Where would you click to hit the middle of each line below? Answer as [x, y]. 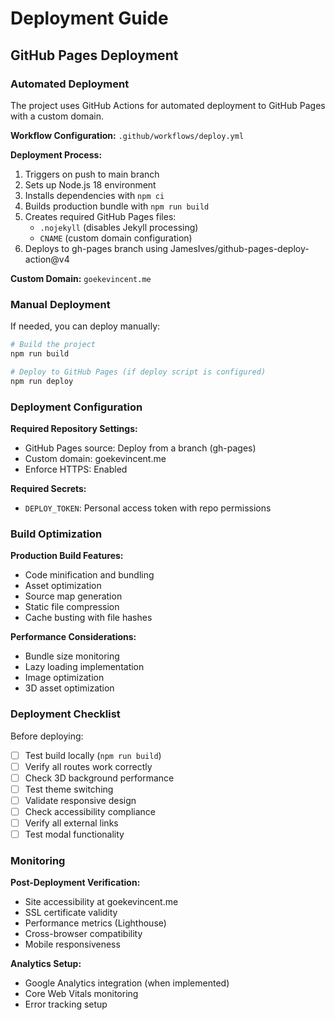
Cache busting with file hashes [88, 618]
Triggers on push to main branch [92, 174]
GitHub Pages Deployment [94, 55]
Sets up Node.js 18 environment [90, 184]
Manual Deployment [60, 304]
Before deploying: [47, 736]
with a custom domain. [57, 116]
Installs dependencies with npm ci [94, 195]
